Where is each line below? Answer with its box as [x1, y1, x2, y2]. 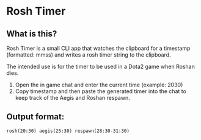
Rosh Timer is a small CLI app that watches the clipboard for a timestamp [6, 44, 191, 52]
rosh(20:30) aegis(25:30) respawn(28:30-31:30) [6, 128, 130, 134]
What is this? [6, 29, 57, 39]
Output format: [6, 111, 65, 122]
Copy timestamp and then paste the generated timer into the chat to [15, 88, 186, 95]
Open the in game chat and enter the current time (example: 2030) [15, 81, 183, 88]
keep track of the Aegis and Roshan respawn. [15, 94, 130, 101]
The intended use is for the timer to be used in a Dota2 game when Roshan [6, 63, 196, 70]
